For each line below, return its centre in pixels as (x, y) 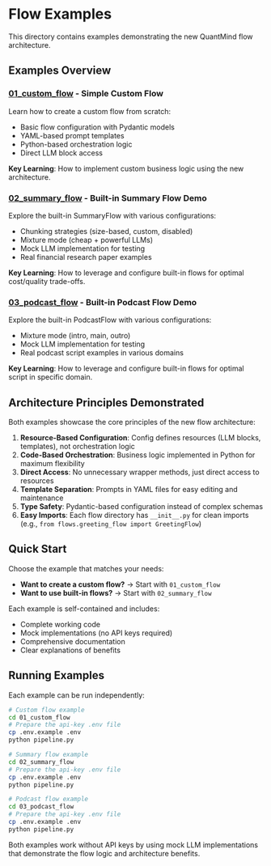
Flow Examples (60, 14)
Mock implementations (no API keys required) (96, 633)
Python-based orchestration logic (76, 144)
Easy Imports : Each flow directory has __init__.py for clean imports (134, 516)
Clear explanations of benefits (70, 650)
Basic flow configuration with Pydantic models (97, 127)
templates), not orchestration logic (78, 447)
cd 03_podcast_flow (41, 807)
